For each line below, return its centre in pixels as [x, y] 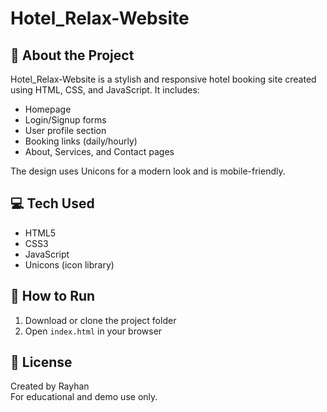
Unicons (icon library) [69, 264]
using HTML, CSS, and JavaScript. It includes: [105, 90]
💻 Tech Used [52, 203]
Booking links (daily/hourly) [81, 141]
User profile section [65, 130]
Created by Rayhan [50, 386]
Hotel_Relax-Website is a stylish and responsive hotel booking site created [163, 79]
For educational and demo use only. [84, 397]
